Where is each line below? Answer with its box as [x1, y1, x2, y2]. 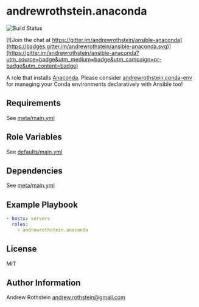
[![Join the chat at [6, 36, 51, 43]
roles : [12, 221, 29, 228]
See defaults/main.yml [6, 148, 63, 155]
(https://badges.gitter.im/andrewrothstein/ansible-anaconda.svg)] [6, 43, 172, 50]
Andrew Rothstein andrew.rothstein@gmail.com [6, 294, 126, 301]
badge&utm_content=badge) [6, 62, 79, 69]
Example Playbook [6, 199, 78, 210]
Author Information [6, 278, 81, 288]
